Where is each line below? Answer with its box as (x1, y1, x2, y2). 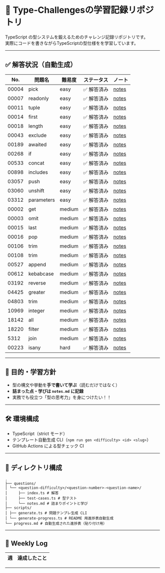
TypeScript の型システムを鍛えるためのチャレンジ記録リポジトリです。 (5, 34, 148, 40)
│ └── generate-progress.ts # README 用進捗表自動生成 (5, 516, 114, 521)
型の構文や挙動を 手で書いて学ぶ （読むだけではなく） (12, 382, 120, 388)
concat (28, 159, 45, 166)
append (28, 261, 47, 268)
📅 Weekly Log (5, 539, 48, 547)
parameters (28, 196, 55, 203)
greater (28, 288, 46, 295)
